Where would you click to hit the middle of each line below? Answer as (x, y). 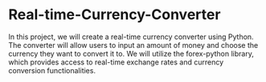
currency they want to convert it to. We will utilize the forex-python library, (131, 53)
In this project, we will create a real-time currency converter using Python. (131, 37)
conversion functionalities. (52, 70)
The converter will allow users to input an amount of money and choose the (133, 45)
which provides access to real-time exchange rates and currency (116, 62)
